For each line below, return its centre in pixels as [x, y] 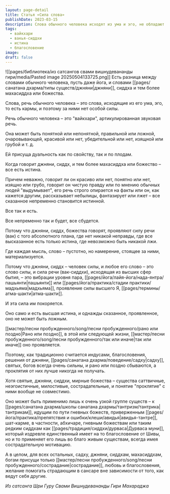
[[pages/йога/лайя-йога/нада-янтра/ [124, 277]
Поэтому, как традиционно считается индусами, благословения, [76, 355]
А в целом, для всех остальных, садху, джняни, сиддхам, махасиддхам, [84, 455]
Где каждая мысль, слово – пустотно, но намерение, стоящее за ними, [83, 251]
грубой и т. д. [20, 144]
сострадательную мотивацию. [39, 445]
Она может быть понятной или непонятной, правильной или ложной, [80, 134]
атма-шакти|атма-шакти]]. [34, 294]
